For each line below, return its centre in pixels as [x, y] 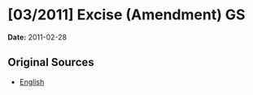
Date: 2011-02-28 [37, 37]
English [32, 81]
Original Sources [51, 62]
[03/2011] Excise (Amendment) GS [126, 15]
